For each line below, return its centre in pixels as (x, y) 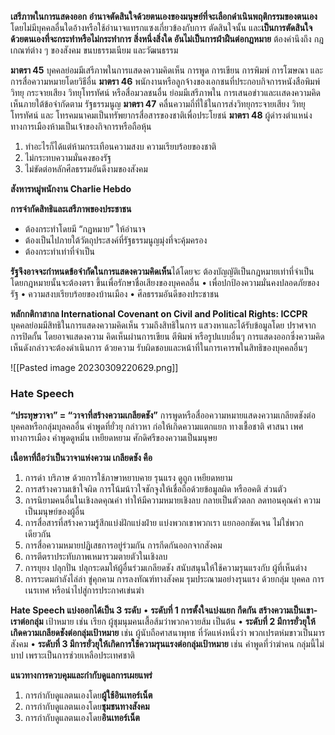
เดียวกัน (38, 534)
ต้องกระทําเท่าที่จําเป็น (59, 251)
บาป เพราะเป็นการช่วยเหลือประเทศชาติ (72, 655)
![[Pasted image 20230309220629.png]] (94, 367)
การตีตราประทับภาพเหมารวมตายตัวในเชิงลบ (96, 557)
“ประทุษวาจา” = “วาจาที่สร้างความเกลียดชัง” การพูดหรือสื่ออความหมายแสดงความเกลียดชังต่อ (163, 415)
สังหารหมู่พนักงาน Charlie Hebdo (71, 189)
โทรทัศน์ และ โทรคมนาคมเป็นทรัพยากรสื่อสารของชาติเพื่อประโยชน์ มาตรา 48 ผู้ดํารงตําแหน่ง (161, 115)
